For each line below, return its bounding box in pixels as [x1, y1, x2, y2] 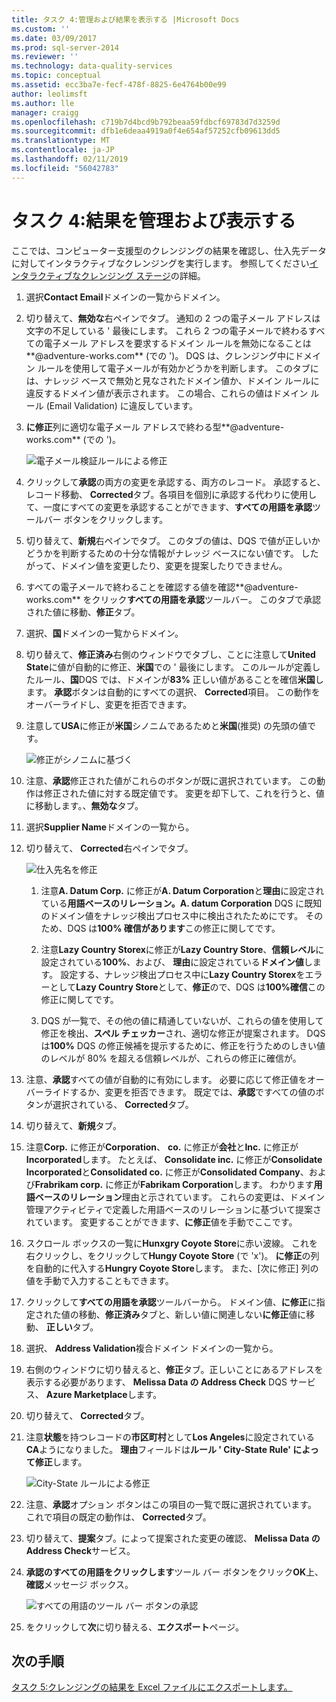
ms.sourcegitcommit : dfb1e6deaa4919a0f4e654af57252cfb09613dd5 [11, 126, 281, 136]
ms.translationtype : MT [11, 136, 111, 146]
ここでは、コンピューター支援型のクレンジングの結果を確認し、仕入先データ [11, 244, 327, 256]
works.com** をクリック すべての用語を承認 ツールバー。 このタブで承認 [25, 593, 321, 605]
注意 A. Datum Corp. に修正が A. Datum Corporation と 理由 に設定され [40, 884, 325, 896]
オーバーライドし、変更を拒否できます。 [25, 698, 193, 710]
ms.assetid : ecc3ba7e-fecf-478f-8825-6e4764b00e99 [11, 80, 227, 90]
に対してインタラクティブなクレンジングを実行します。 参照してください [11, 257, 310, 269]
